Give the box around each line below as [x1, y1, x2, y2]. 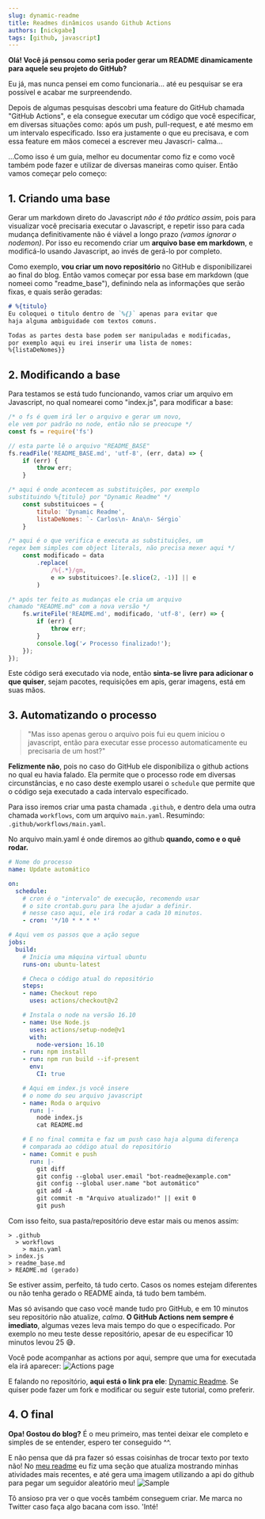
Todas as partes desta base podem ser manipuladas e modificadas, [8, 331, 232, 339]
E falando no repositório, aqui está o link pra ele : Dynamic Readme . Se [8, 1376, 239, 1386]
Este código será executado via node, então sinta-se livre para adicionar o [8, 669, 254, 678]
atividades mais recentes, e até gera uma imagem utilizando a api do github [8, 1469, 255, 1479]
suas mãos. [8, 685, 46, 695]
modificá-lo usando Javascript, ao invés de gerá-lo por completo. [8, 246, 222, 256]
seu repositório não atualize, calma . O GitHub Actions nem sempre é [8, 1312, 234, 1322]
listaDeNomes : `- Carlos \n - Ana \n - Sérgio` [36, 515, 182, 523]
